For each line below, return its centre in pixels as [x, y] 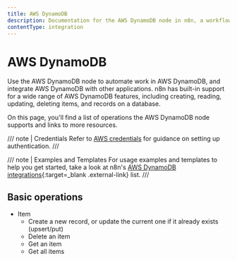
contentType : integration [45, 27]
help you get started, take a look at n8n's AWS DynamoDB [92, 167]
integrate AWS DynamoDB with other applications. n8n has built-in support [116, 89]
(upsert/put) [45, 229]
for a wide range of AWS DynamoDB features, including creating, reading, [115, 97]
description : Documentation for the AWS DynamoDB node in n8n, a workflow [120, 20]
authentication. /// [34, 146]
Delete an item [49, 236]
